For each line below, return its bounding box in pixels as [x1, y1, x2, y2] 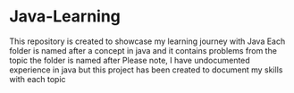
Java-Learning [9, 6, 121, 27]
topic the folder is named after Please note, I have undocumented [9, 55, 250, 65]
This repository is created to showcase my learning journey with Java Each [9, 36, 286, 46]
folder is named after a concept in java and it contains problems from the [9, 45, 277, 55]
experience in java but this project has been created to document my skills [9, 64, 283, 75]
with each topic [9, 73, 66, 84]
